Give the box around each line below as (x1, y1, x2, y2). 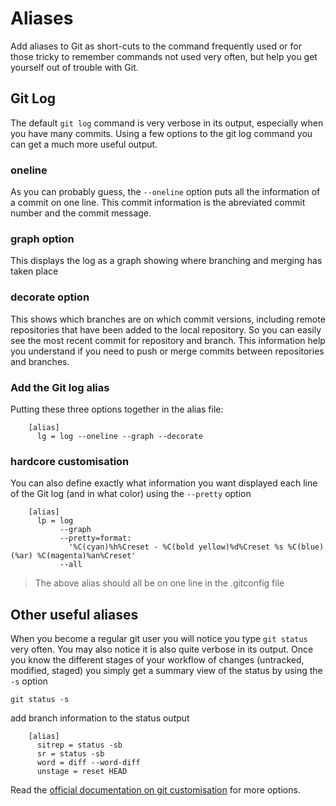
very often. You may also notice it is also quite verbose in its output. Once (10, 643, 314, 656)
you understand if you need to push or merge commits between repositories (10, 345, 325, 357)
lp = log (36, 516, 74, 526)
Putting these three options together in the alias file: (10, 403, 224, 415)
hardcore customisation (10, 454, 130, 468)
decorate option (10, 290, 90, 304)
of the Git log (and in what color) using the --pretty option (10, 488, 252, 500)
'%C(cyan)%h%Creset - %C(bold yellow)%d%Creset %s (68, 542, 284, 552)
